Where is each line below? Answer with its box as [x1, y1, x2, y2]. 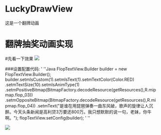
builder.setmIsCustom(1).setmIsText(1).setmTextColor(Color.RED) [5, 76, 134, 82]
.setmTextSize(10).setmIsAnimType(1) [5, 81, 80, 88]
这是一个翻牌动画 [5, 20, 39, 26]
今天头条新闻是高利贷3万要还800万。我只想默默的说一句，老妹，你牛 [13, 109, 152, 115]
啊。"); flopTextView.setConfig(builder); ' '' [5, 115, 91, 120]
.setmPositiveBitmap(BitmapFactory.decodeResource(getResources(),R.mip [5, 87, 156, 92]
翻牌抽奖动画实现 [5, 39, 74, 50]
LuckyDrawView [5, 3, 73, 15]
